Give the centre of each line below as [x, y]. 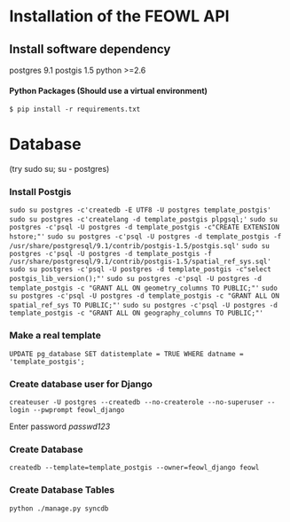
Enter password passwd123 [60, 426]
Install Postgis [40, 192]
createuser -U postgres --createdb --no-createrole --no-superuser [137, 402]
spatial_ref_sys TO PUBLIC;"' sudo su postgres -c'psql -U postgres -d [143, 306]
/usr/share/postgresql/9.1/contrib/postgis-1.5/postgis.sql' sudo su [140, 246]
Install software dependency [90, 49]
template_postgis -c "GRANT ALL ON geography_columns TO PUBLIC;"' [137, 313]
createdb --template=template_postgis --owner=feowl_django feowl [134, 468]
